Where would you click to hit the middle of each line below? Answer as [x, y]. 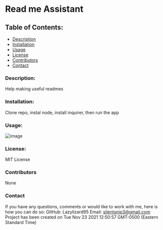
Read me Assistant [44, 9]
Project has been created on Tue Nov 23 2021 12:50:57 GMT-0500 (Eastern [82, 217]
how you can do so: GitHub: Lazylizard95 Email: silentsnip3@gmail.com [78, 212]
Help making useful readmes [34, 89]
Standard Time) [21, 222]
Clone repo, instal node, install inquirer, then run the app [62, 113]
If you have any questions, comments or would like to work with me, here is [81, 206]
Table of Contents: [34, 27]
